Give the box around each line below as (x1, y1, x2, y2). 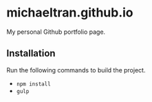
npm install (16, 81, 51, 88)
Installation (6, 48, 56, 59)
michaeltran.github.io (6, 5, 133, 21)
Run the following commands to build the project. (6, 65, 146, 74)
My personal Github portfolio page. (6, 28, 106, 36)
